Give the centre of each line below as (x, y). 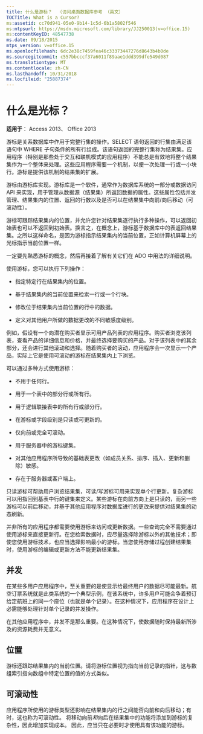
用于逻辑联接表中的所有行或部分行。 (60, 407)
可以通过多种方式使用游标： (41, 369)
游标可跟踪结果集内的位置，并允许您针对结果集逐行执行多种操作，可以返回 (99, 221)
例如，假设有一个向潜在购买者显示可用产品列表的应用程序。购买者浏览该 (96, 333)
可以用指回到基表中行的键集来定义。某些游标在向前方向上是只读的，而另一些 (101, 499)
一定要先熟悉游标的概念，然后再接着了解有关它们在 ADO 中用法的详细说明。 (101, 256)
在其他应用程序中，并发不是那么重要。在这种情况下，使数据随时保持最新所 (99, 621)
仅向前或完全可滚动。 (41, 433)
